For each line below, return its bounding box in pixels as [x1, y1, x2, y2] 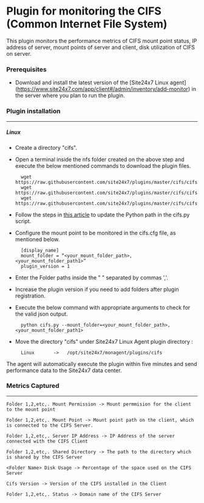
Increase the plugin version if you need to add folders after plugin [15, 285, 179, 293]
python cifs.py [21, 322, 59, 328]
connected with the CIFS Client [6, 438, 88, 444]
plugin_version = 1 [21, 263, 70, 269]
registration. [15, 292, 46, 299]
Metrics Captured [6, 382, 59, 390]
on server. [6, 50, 32, 57]
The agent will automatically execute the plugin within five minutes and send [6, 360, 197, 367]
